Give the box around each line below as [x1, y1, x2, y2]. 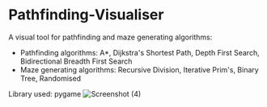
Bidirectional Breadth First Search [19, 56, 133, 66]
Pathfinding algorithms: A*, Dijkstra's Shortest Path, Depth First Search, [19, 47, 261, 57]
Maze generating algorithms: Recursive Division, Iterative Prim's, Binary [19, 64, 259, 74]
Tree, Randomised [19, 73, 82, 83]
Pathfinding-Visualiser [8, 6, 164, 24]
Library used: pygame [8, 88, 82, 98]
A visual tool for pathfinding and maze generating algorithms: [8, 32, 213, 42]
